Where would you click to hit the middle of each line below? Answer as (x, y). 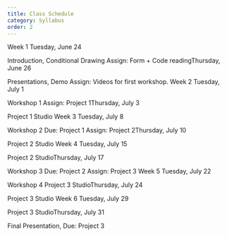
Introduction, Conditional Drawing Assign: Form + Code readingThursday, (114, 61)
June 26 (19, 68)
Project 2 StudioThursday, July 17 (56, 158)
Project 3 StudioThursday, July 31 (56, 212)
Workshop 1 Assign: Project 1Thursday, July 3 (73, 103)
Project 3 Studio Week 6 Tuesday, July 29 (68, 199)
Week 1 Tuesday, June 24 (44, 47)
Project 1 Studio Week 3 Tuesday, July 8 (66, 116)
